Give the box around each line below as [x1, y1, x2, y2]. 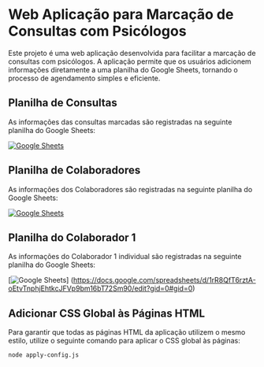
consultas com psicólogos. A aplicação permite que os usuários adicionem [8, 57, 252, 66]
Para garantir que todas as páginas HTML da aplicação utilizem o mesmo [8, 328, 246, 337]
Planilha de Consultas [8, 96, 117, 109]
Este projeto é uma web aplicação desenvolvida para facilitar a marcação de [8, 48, 256, 57]
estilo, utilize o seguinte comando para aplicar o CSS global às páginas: [8, 336, 240, 346]
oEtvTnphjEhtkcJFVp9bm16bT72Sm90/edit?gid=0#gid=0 [8, 284, 193, 293]
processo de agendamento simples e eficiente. [8, 73, 161, 83]
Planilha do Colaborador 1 [8, 231, 136, 244]
